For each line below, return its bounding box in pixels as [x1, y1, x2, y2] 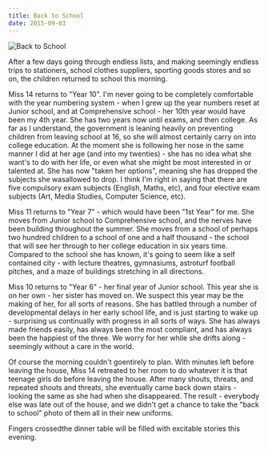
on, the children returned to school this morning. [8, 74, 168, 83]
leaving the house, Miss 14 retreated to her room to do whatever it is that [8, 365, 248, 375]
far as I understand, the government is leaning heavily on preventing [8, 123, 234, 133]
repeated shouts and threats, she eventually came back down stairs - [8, 382, 237, 392]
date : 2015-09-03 [8, 19, 66, 27]
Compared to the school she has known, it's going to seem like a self [8, 249, 236, 259]
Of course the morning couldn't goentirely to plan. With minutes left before [8, 357, 254, 367]
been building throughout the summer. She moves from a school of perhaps [8, 223, 258, 233]
